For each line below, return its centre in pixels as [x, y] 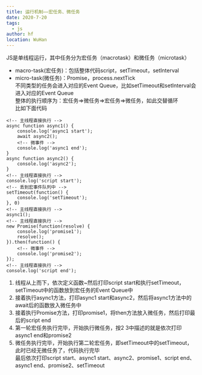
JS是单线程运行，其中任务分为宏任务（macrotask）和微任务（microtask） [98, 57]
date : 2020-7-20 [27, 17]
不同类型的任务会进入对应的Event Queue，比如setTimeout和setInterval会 [106, 85]
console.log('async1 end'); [52, 148]
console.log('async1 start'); [55, 131]
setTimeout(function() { [37, 193]
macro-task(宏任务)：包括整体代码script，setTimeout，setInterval [97, 70]
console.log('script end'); [42, 271]
